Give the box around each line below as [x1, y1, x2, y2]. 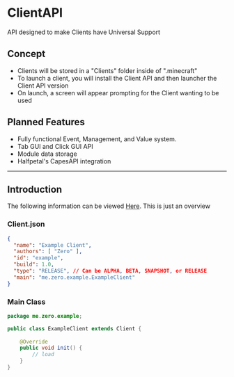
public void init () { [19, 344, 82, 352]
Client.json [7, 219, 45, 229]
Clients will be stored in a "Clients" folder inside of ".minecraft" [17, 66, 198, 74]
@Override [19, 338, 49, 345]
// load [32, 351, 54, 358]
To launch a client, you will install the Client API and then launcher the [17, 74, 217, 82]
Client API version [17, 81, 69, 90]
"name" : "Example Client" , [13, 241, 92, 248]
